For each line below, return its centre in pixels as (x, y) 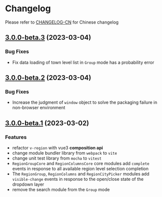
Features (16, 137)
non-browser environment (39, 108)
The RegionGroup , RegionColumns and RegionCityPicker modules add (81, 174)
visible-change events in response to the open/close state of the (78, 179)
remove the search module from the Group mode (61, 189)
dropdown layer (28, 184)
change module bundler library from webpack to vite (65, 153)
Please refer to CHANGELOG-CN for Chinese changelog (62, 22)
